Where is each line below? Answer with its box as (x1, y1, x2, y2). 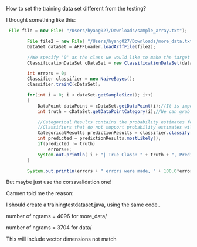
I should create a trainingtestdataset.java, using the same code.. (6, 201, 161, 208)
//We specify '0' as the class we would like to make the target (27, 54, 191, 61)
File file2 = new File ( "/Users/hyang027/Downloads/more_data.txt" (27, 38, 195, 44)
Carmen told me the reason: (6, 190, 74, 197)
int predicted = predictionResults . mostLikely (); (37, 135, 161, 142)
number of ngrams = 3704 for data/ (6, 224, 92, 231)
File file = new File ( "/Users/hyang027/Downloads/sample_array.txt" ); (8, 28, 188, 34)
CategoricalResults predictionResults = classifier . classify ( (37, 130, 193, 136)
